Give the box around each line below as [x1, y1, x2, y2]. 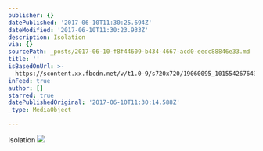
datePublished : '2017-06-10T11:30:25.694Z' [8, 19, 153, 27]
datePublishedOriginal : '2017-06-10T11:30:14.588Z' [8, 99, 180, 106]
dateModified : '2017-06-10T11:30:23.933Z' [8, 26, 149, 34]
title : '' [8, 56, 41, 63]
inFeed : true [8, 77, 51, 84]
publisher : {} [8, 11, 55, 20]
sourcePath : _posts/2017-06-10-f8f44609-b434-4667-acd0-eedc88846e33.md [8, 48, 250, 56]
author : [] [8, 84, 44, 92]
